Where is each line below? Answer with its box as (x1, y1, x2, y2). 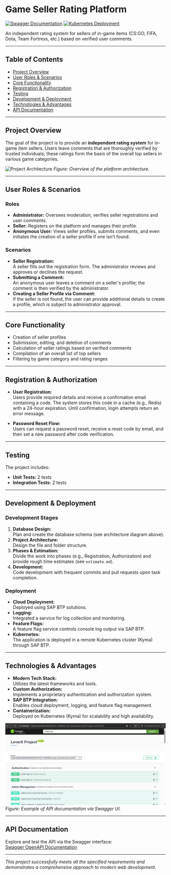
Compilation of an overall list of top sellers (12, 350, 101, 357)
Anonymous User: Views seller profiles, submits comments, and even (12, 228, 160, 235)
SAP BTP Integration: (12, 696, 59, 703)
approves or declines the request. (12, 269, 84, 275)
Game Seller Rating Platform (5, 4, 127, 15)
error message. (12, 411, 45, 417)
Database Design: (12, 526, 52, 532)
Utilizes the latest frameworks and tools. (12, 681, 97, 687)
